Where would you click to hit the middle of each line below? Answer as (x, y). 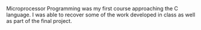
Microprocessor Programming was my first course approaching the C (92, 9)
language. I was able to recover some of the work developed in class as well (101, 15)
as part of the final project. (39, 21)
